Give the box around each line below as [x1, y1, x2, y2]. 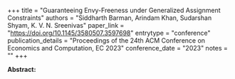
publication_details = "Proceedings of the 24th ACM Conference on [7, 36, 205, 45]
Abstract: [7, 65, 36, 73]
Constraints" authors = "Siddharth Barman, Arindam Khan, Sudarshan [7, 14, 212, 22]
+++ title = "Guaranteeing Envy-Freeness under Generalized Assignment [7, 6, 221, 14]
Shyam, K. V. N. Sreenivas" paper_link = [7, 21, 125, 29]
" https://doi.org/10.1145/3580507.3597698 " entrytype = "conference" [7, 28, 211, 37]
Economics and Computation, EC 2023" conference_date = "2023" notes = [7, 44, 228, 52]
